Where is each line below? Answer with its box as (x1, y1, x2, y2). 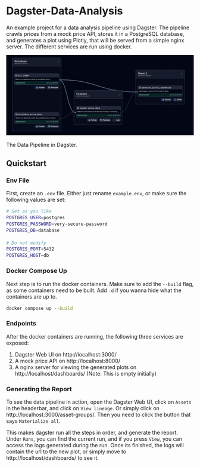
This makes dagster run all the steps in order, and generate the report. (6, 429, 179, 436)
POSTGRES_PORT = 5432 (6, 246, 55, 252)
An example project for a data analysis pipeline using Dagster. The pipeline (6, 24, 190, 31)
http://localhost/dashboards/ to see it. (6, 454, 99, 461)
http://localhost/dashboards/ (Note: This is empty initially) (14, 370, 157, 377)
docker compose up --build (6, 305, 73, 311)
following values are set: (6, 196, 66, 204)
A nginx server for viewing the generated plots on (14, 363, 137, 371)
